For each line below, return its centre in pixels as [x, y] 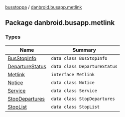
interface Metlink [73, 74]
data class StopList [75, 107]
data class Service [74, 91]
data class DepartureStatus [84, 66]
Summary [84, 50]
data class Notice [73, 82]
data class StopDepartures [83, 99]
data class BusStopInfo [79, 58]
